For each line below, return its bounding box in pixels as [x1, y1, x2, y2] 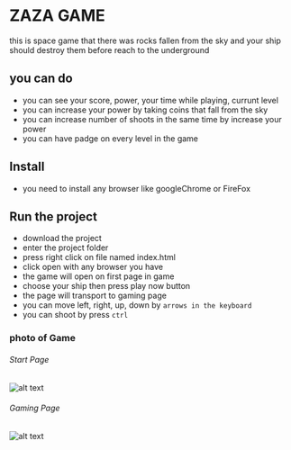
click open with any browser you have [22, 262, 164, 273]
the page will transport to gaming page [22, 290, 167, 301]
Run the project [9, 209, 97, 224]
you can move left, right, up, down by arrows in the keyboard [22, 300, 252, 310]
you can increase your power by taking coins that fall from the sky [22, 104, 268, 115]
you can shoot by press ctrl [22, 310, 129, 320]
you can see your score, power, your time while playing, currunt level [22, 94, 279, 105]
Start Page [9, 354, 50, 364]
